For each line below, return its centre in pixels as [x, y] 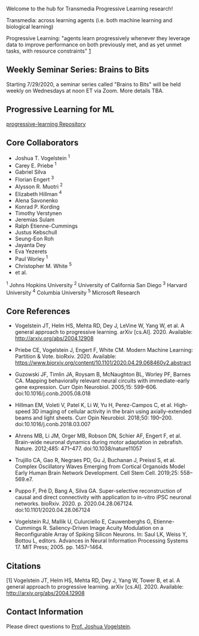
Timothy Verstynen [38, 213]
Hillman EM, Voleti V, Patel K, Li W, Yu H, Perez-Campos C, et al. [94, 405]
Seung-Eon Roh [34, 239]
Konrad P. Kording [37, 207]
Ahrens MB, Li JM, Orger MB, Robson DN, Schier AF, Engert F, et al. [98, 436]
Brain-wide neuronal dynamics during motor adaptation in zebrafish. [99, 442]
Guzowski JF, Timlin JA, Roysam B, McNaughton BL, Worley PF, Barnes [103, 375]
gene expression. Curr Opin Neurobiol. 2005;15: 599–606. [86, 387]
